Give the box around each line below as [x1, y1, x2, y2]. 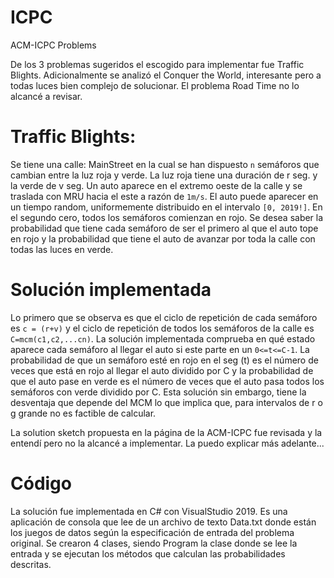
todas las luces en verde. [10, 243, 114, 255]
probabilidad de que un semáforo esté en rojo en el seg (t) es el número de [10, 354, 319, 366]
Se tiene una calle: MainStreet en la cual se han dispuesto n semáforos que [10, 158, 320, 170]
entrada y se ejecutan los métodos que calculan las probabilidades [10, 547, 286, 560]
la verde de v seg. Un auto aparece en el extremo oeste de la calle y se [10, 179, 303, 191]
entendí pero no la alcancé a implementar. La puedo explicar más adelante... [10, 437, 325, 449]
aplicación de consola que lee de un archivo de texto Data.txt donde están [10, 516, 317, 528]
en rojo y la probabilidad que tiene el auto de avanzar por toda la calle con [10, 232, 316, 245]
